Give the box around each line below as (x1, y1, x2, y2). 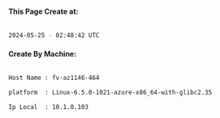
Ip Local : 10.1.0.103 (8, 103, 89, 112)
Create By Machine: (8, 48, 77, 58)
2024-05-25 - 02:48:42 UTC (8, 32, 100, 40)
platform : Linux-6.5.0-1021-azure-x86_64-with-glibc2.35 (8, 89, 213, 97)
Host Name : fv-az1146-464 (8, 74, 100, 82)
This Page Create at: (8, 6, 79, 16)
